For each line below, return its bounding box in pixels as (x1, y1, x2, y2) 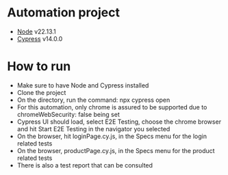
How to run (7, 59, 71, 75)
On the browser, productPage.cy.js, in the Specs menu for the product (16, 146, 215, 154)
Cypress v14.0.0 (16, 34, 63, 42)
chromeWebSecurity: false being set (16, 110, 120, 118)
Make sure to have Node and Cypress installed (16, 81, 149, 90)
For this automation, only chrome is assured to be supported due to (16, 103, 207, 111)
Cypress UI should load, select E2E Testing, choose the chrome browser (16, 118, 221, 126)
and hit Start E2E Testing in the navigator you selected (16, 124, 170, 133)
